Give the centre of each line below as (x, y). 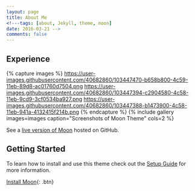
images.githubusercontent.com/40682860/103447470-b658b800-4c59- (97, 80)
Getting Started (36, 149)
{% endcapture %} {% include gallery (127, 112)
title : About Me (27, 18)
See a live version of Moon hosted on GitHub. (63, 130)
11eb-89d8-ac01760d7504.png (45, 86)
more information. (28, 170)
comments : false (27, 34)
